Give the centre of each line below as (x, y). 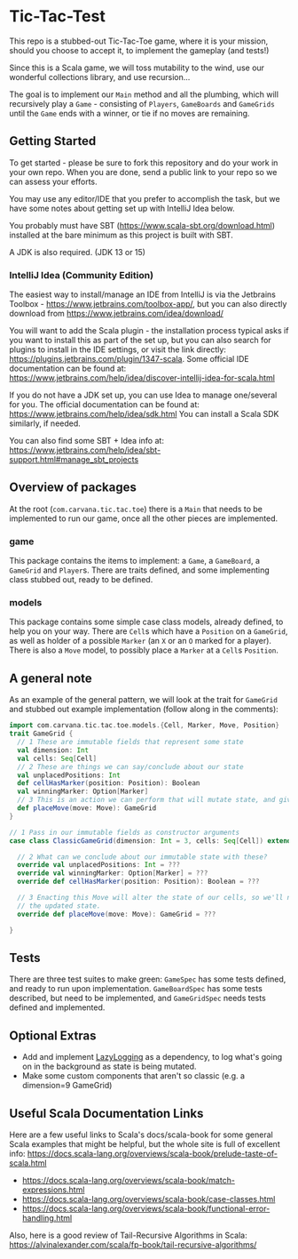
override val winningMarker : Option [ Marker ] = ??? (113, 873)
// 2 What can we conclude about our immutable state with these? (142, 857)
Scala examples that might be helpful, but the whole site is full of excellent (145, 1143)
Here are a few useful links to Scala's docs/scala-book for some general (141, 1135)
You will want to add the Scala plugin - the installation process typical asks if (149, 331)
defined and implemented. (57, 1007)
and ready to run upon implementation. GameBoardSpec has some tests (136, 989)
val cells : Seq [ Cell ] (57, 758)
